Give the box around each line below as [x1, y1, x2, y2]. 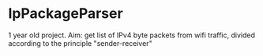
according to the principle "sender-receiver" [8, 38, 152, 47]
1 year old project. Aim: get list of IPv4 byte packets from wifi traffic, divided [8, 30, 255, 40]
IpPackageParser [8, 5, 124, 23]
